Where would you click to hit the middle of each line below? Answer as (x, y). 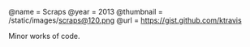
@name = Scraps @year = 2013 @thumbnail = (86, 12)
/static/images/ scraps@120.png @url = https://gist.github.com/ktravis (125, 20)
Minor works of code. (44, 36)
